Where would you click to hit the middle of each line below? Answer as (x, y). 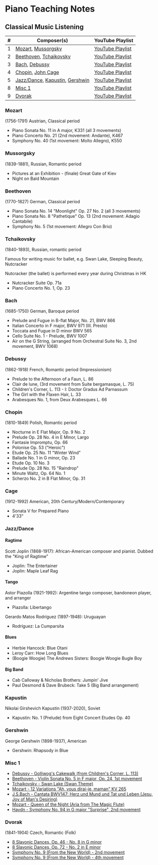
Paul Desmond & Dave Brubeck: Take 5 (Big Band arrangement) (75, 685)
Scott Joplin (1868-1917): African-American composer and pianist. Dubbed (79, 551)
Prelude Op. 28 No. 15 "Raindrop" (45, 468)
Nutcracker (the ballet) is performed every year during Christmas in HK (76, 274)
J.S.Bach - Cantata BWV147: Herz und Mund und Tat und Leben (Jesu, (82, 794)
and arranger (18, 598)
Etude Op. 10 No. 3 (31, 463)
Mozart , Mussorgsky (39, 49)
